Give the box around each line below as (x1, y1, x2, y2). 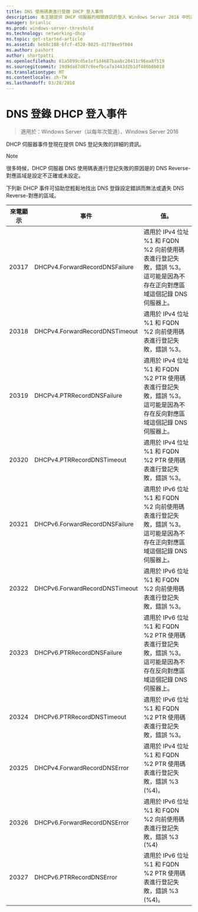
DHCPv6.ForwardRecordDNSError (34, 818, 129, 826)
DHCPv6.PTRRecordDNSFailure (34, 648, 123, 657)
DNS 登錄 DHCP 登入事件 (6, 108, 127, 121)
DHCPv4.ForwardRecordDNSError (34, 764, 129, 772)
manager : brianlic (6, 20, 51, 25)
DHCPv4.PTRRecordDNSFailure (34, 391, 123, 400)
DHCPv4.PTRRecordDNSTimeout (34, 456, 127, 464)
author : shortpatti (6, 53, 54, 59)
